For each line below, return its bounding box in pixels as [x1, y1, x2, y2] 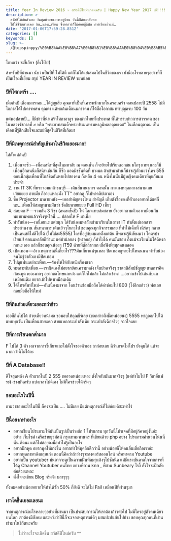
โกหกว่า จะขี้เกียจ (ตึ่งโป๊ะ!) [6, 59, 51, 65]
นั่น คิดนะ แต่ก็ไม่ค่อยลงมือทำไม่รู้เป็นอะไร [13, 439, 83, 445]
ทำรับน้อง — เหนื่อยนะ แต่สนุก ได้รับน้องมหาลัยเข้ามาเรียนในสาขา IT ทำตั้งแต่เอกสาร [13, 219, 152, 225]
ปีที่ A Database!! [6, 361, 46, 368]
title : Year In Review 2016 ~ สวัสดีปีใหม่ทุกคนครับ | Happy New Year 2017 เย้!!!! [6, 7, 166, 13]
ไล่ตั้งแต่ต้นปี [6, 152, 27, 158]
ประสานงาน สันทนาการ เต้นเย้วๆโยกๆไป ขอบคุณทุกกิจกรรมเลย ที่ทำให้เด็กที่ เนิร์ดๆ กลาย [13, 225, 160, 231]
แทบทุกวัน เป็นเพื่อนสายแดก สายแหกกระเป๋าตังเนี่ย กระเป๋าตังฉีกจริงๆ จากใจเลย [6, 318, 137, 324]
